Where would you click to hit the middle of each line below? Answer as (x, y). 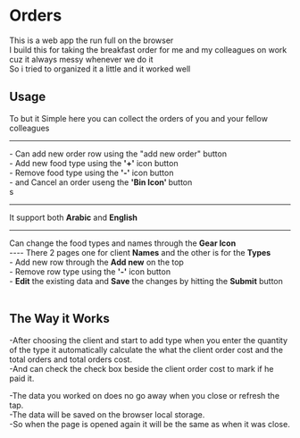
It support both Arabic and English (74, 217)
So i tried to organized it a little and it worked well (100, 69)
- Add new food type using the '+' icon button (94, 163)
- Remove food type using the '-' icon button (92, 173)
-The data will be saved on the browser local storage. (107, 414)
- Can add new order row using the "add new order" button (118, 154)
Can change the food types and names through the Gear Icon (123, 243)
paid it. (22, 378)
